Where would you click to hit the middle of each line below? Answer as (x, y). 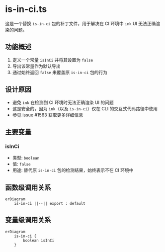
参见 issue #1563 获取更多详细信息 (48, 115)
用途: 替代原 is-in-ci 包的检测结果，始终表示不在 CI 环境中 (73, 170)
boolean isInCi (39, 240)
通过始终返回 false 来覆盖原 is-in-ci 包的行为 (60, 72)
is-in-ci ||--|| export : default (50, 204)
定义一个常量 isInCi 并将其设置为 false (53, 60)
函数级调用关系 (28, 187)
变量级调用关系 (28, 220)
